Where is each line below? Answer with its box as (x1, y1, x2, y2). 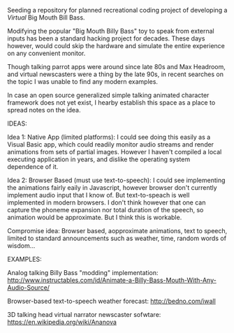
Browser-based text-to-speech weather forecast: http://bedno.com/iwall (7, 297, 217, 305)
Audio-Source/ (7, 283, 50, 292)
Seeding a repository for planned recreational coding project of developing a (7, 6, 228, 14)
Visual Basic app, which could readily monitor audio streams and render (7, 140, 214, 149)
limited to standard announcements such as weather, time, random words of (7, 234, 227, 242)
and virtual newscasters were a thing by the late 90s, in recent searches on (7, 70, 224, 78)
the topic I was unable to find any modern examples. (7, 77, 159, 86)
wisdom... (7, 242, 36, 250)
